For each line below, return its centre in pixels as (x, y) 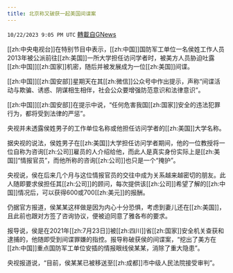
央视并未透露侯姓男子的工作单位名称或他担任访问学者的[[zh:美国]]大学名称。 (116, 128)
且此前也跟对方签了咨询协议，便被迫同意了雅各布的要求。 (89, 215)
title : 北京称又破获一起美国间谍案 (52, 14)
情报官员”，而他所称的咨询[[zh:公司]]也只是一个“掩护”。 (100, 160)
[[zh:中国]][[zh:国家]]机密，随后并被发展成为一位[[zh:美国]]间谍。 (101, 66)
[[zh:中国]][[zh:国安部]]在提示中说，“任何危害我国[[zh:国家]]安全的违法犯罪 (114, 104)
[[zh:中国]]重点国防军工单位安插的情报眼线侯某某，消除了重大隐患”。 (105, 248)
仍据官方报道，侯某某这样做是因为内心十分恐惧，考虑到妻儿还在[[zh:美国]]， (116, 207)
